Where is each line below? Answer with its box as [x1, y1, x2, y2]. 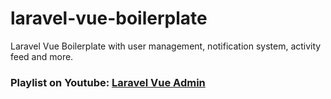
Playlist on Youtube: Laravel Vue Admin [10, 75, 206, 89]
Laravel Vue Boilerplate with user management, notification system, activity [10, 40, 322, 52]
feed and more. [10, 50, 74, 62]
